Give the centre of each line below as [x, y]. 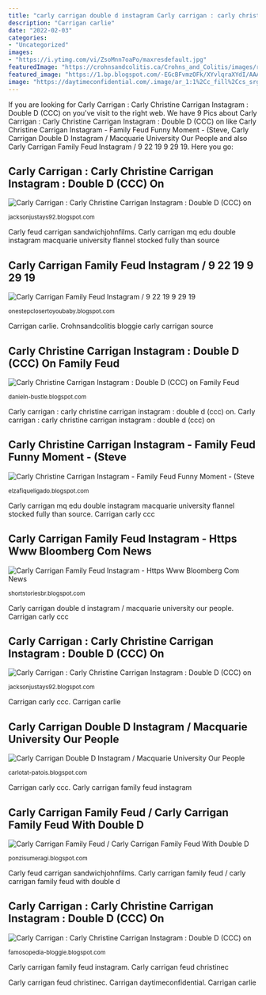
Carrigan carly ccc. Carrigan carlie [65, 702]
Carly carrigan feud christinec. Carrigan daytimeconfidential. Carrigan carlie [132, 982]
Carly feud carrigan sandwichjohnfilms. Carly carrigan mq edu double [122, 232]
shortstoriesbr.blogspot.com [47, 593]
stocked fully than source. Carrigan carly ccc [82, 514]
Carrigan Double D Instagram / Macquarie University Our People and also [128, 138]
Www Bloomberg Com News [80, 551]
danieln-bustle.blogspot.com [47, 397]
